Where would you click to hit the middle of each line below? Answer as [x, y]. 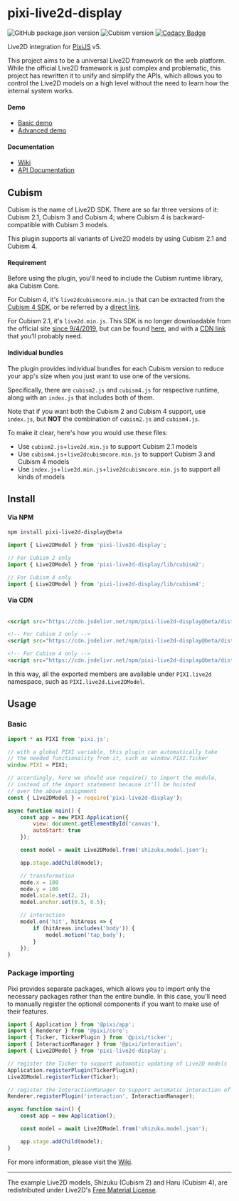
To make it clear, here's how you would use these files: [88, 432]
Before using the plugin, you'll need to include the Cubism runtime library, [115, 279]
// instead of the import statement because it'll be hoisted [101, 785]
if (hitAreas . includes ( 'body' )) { [84, 928]
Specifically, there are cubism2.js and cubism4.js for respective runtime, [113, 390]
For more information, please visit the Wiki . [70, 1162]
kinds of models [41, 477]
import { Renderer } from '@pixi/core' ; [68, 1031]
